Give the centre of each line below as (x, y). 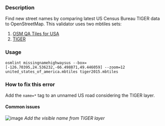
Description (20, 8)
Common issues (23, 107)
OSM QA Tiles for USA (36, 34)
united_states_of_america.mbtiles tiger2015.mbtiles (62, 72)
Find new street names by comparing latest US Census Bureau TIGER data (82, 19)
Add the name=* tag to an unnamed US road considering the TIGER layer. (80, 95)
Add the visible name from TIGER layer (65, 118)
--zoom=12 (115, 67)
